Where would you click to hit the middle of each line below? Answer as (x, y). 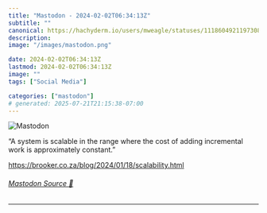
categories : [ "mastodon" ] (51, 96)
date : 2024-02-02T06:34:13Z (55, 60)
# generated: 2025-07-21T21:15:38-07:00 (76, 103)
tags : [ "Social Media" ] (48, 81)
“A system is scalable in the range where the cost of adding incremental (126, 141)
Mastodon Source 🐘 (41, 183)
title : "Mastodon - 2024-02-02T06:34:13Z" (79, 15)
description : (30, 38)
